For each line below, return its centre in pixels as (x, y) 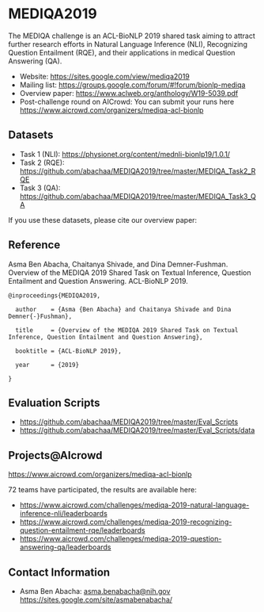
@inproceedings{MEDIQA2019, (55, 295)
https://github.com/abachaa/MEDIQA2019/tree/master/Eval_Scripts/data (137, 430)
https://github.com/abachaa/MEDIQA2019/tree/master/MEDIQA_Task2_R (138, 170)
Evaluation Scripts (54, 402)
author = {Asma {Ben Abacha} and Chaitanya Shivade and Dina (123, 309)
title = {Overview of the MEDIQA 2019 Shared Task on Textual (127, 330)
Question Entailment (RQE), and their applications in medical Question (122, 52)
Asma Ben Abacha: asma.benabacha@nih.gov (95, 591)
